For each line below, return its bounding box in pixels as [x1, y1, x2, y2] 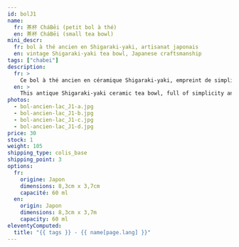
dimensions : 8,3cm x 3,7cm [20, 182, 100, 189]
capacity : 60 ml [20, 216, 69, 223]
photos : [7, 97, 31, 104]
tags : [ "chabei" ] [7, 57, 59, 64]
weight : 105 [7, 143, 43, 150]
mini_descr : [7, 37, 43, 44]
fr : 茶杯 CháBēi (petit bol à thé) [14, 23, 117, 31]
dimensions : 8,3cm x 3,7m [20, 209, 97, 216]
